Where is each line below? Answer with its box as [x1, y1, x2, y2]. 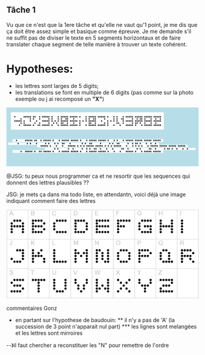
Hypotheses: [6, 62, 73, 76]
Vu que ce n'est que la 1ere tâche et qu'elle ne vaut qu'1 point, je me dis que [6, 21, 198, 28]
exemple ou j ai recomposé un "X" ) [15, 95, 105, 103]
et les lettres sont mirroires [15, 329, 83, 337]
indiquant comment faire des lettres [6, 197, 96, 205]
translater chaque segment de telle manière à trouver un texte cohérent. [6, 40, 187, 48]
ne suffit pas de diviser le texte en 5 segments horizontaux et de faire [6, 34, 181, 42]
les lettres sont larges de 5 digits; [15, 82, 99, 89]
